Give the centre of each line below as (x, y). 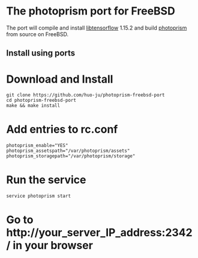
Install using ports (41, 53)
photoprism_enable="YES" (37, 146)
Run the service (46, 180)
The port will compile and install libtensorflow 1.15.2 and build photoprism (97, 28)
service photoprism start (38, 196)
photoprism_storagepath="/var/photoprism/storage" (71, 156)
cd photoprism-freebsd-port (41, 101)
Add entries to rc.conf (62, 129)
